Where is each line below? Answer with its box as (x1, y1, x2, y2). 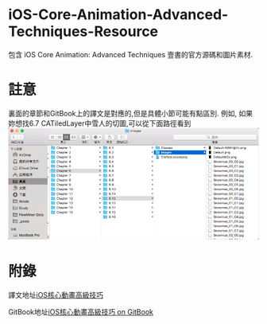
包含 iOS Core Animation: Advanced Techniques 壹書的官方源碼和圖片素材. (8, 49, 253, 59)
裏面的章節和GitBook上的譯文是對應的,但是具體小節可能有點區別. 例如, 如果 (8, 108, 253, 118)
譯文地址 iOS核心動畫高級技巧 (8, 290, 104, 299)
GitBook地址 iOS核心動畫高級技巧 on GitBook (8, 306, 153, 316)
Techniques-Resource (8, 22, 159, 41)
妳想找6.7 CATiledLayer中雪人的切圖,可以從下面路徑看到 (8, 118, 192, 128)
